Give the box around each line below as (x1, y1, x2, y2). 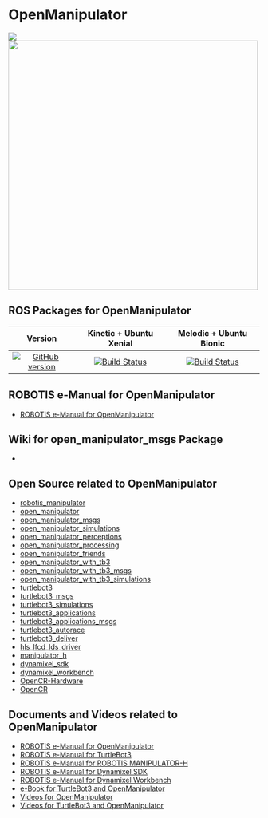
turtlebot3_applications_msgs (19, 617, 117, 626)
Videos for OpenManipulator (19, 792, 113, 801)
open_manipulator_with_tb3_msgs (19, 566, 132, 575)
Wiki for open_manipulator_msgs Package (8, 433, 223, 446)
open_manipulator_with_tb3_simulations (19, 575, 152, 584)
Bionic (200, 338, 225, 349)
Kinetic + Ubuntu (87, 327, 154, 338)
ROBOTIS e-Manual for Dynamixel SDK (19, 767, 148, 776)
